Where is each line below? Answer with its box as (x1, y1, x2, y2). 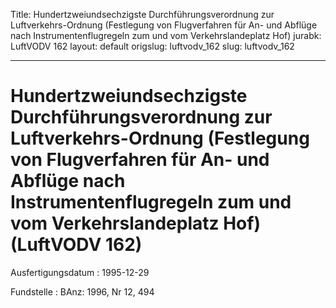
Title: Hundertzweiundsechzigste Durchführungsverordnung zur (10, 9, 275, 20)
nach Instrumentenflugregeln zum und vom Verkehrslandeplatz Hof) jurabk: (10, 30, 322, 41)
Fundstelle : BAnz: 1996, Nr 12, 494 (10, 285, 155, 298)
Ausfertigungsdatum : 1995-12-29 (10, 266, 150, 278)
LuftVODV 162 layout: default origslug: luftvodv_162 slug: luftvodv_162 (10, 40, 295, 52)
